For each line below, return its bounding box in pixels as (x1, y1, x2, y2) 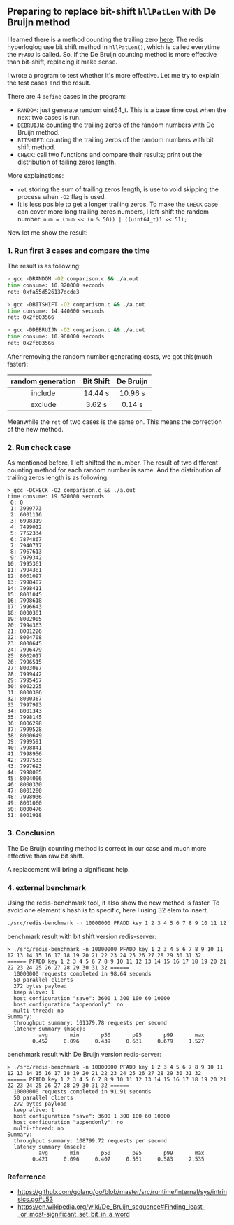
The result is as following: (7, 262, 82, 271)
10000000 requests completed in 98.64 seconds (13, 970, 152, 977)
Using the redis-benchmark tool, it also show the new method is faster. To (7, 898, 220, 907)
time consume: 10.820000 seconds (7, 282, 105, 289)
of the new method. (7, 425, 64, 433)
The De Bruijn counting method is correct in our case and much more (7, 844, 207, 852)
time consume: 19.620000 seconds (7, 493, 105, 500)
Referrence (7, 1172, 47, 1182)
